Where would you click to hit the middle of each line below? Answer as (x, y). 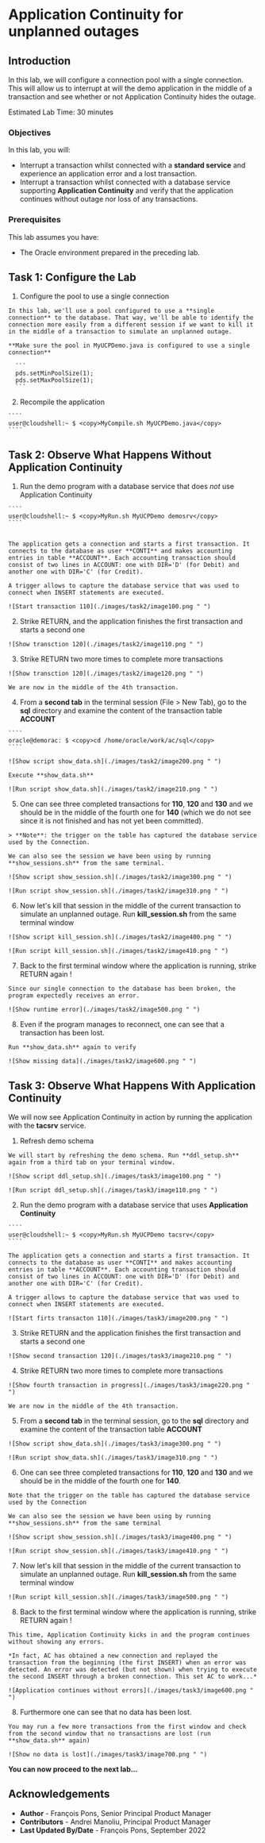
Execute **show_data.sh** (51, 776)
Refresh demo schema (57, 1141)
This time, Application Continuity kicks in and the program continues (129, 1635)
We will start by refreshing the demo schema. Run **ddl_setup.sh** (124, 1156)
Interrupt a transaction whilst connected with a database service (125, 182)
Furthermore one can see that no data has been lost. (106, 1712)
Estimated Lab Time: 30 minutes (61, 112)
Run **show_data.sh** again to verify (72, 1047)
